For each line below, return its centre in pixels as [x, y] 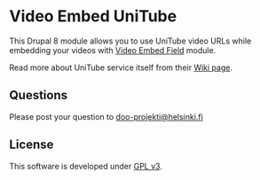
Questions [39, 95]
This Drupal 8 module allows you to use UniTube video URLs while [130, 41]
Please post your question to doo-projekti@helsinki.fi [106, 116]
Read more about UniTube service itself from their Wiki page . [121, 67]
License [32, 145]
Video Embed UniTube [93, 16]
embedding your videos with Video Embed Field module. [113, 50]
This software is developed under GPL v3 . [86, 166]
